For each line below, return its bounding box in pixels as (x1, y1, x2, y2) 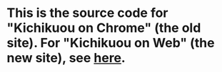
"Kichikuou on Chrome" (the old (6, 20, 201, 36)
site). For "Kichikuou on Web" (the (6, 35, 215, 51)
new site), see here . (6, 50, 126, 66)
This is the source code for (6, 5, 168, 21)
